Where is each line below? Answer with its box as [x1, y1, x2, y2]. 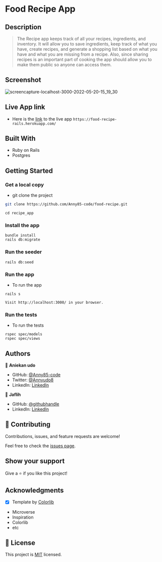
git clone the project [12, 192, 53, 198]
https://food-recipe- [73, 117, 117, 122]
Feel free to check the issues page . [5, 443, 76, 449]
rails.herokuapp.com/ [12, 121, 56, 126]
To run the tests [12, 322, 44, 328]
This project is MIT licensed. [5, 552, 62, 558]
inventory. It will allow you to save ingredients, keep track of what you [17, 41, 157, 47]
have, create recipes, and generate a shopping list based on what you [17, 46, 158, 52]
